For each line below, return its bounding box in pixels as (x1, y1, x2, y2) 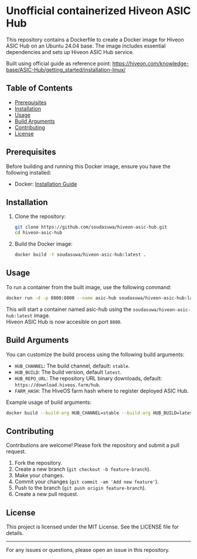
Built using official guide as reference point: (6, 60, 111, 67)
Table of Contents (6, 83, 73, 93)
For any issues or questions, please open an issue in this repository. (6, 547, 170, 553)
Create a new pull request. (14, 491, 79, 498)
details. (6, 530, 24, 536)
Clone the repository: (14, 213, 66, 220)
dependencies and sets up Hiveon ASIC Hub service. (6, 48, 134, 55)
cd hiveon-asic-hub (14, 230, 63, 236)
